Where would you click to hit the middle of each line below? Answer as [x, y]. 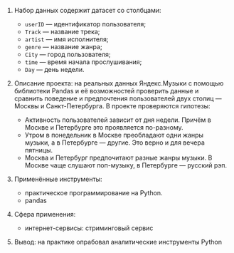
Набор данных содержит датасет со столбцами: [87, 10]
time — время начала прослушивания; [83, 62]
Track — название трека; [62, 32]
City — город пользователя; [68, 54]
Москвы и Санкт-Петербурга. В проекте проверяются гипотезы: [112, 106]
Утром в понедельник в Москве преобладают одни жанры [114, 135]
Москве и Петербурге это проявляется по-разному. [104, 127]
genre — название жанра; [63, 47]
